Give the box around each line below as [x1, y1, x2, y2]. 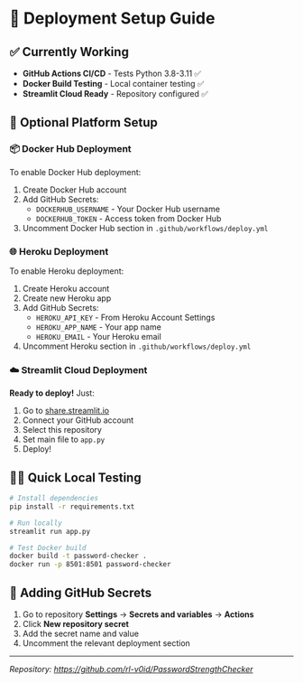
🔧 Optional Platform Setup [9, 115, 158, 130]
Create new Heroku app [22, 293, 112, 304]
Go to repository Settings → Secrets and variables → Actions [22, 609, 254, 620]
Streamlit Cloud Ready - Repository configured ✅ [22, 89, 209, 98]
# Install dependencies [9, 494, 99, 503]
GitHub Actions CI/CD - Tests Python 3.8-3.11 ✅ [22, 68, 201, 79]
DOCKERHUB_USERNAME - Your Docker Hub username [35, 203, 221, 214]
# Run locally [9, 519, 63, 528]
